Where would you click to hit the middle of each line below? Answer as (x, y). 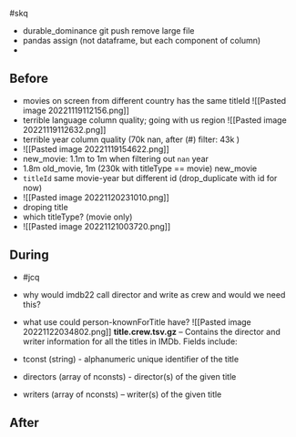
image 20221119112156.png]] (76, 110)
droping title (45, 207)
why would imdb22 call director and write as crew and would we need (154, 294)
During (29, 255)
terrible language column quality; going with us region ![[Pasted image (154, 120)
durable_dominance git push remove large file (108, 30)
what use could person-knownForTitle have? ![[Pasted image (137, 321)
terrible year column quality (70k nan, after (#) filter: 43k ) (131, 139)
